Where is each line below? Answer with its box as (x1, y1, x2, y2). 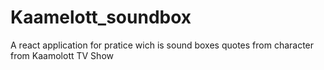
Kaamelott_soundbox (10, 6, 192, 29)
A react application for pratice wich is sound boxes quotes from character (10, 39, 315, 51)
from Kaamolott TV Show (10, 49, 114, 61)
